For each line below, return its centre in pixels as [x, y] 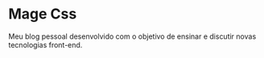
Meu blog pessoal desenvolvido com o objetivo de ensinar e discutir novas [132, 36]
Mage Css [43, 14]
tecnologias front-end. [45, 44]
